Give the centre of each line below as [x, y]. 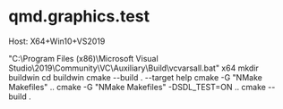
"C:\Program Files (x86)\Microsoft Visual [83, 58]
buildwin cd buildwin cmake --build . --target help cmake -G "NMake [136, 77]
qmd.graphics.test [79, 17]
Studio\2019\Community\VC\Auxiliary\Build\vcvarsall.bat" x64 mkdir [133, 68]
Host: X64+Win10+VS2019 [57, 41]
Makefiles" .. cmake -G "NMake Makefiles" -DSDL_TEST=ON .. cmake [137, 87]
